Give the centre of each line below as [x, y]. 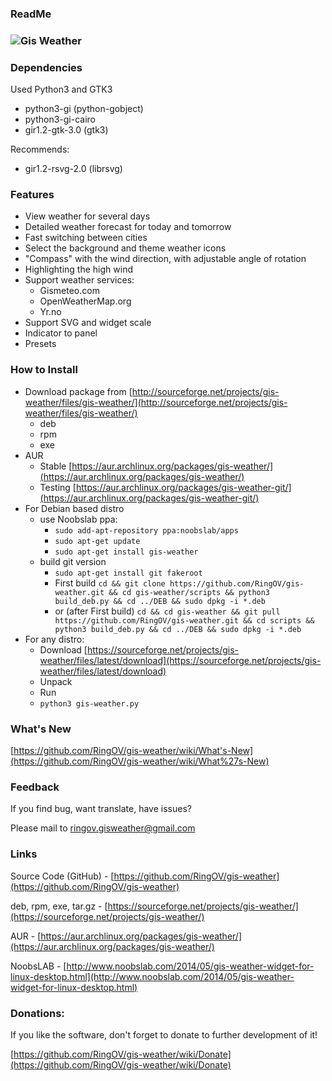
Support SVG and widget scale [88, 323]
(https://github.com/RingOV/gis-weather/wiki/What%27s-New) [140, 761]
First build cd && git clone [110, 583]
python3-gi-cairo [60, 119]
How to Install [44, 370]
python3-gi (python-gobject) [84, 109]
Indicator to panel [61, 333]
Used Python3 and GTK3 [61, 89]
